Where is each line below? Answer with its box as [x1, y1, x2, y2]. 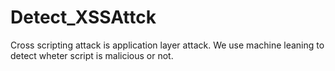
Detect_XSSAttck [10, 6, 157, 29]
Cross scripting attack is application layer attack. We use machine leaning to [10, 39, 325, 51]
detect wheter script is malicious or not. [10, 49, 174, 61]
